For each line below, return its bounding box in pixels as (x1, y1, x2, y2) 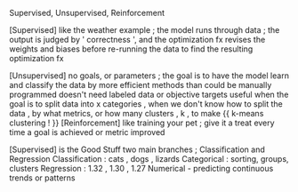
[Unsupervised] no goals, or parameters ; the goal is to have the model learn (9, 70, 289, 81)
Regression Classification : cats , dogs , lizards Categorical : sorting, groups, (9, 154, 289, 164)
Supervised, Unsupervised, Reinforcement (9, 8, 165, 18)
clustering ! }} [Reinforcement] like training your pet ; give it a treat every (9, 117, 275, 128)
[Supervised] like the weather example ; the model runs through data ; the (9, 25, 280, 35)
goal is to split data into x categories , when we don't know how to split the (9, 99, 283, 109)
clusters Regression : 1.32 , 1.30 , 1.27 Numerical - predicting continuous (9, 164, 274, 173)
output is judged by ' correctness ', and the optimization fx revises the (9, 35, 266, 44)
